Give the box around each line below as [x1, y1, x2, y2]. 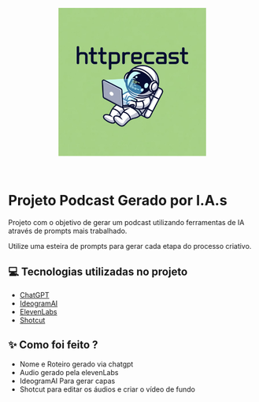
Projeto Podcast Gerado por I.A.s [8, 192, 228, 209]
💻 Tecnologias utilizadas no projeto [8, 265, 188, 279]
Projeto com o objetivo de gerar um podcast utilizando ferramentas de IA [8, 217, 245, 227]
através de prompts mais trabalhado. [8, 226, 128, 235]
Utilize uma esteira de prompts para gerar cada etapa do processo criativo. [8, 241, 252, 250]
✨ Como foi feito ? [8, 338, 98, 351]
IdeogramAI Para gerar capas [19, 376, 116, 385]
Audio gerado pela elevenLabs [19, 367, 119, 377]
